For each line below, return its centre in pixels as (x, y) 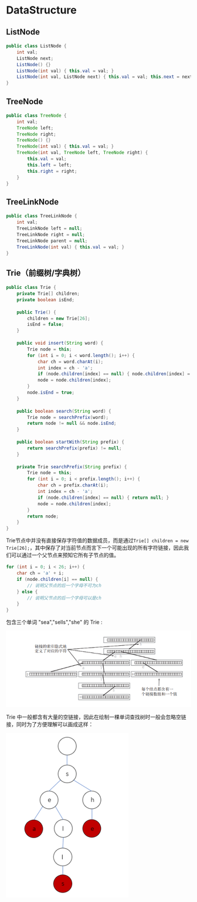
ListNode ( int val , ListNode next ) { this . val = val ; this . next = (98, 77)
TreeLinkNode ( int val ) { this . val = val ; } (71, 247)
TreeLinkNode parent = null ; (52, 241)
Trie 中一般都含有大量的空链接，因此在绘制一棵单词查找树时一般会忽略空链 (96, 717)
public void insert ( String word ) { (60, 343)
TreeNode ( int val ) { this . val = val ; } (65, 147)
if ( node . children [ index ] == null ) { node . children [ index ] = (114, 374)
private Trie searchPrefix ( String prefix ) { (72, 467)
